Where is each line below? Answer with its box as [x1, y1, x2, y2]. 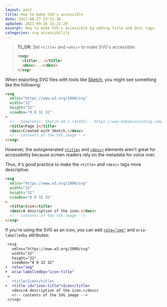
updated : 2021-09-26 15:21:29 [5, 21, 68, 26]
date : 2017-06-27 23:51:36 [5, 16, 61, 21]
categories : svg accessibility [5, 30, 70, 35]
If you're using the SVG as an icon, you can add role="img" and [5, 227, 135, 232]
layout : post [5, 7, 32, 12]
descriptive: [5, 167, 30, 173]
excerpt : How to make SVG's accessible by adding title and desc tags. [5, 26, 157, 31]
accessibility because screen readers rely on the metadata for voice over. [5, 152, 156, 158]
